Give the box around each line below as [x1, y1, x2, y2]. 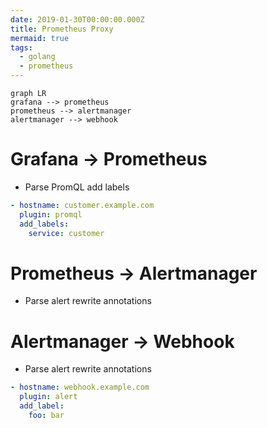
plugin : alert [19, 392, 78, 402]
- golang [19, 52, 56, 62]
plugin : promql [19, 209, 83, 220]
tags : [10, 42, 33, 53]
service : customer [28, 228, 105, 238]
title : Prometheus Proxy [10, 24, 114, 34]
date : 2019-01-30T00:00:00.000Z [10, 14, 145, 25]
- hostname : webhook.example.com [10, 382, 150, 393]
